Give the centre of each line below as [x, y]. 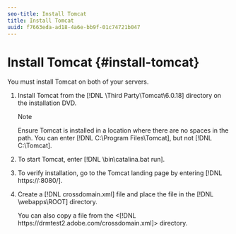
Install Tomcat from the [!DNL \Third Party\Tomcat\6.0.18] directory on [119, 96]
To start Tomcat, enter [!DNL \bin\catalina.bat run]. [91, 160]
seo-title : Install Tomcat [47, 14]
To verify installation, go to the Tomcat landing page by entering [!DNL [120, 173]
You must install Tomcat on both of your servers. [78, 82]
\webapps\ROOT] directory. [57, 202]
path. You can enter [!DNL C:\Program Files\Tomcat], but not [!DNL [114, 138]
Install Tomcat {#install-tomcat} [104, 62]
